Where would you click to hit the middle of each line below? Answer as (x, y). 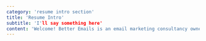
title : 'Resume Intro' (35, 17)
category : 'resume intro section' (51, 12)
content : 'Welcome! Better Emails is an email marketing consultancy (97, 29)
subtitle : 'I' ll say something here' (55, 23)
